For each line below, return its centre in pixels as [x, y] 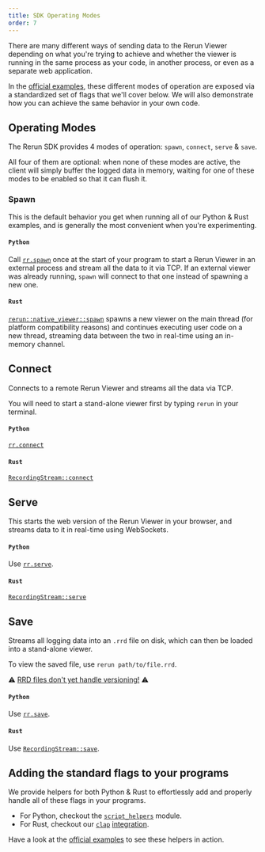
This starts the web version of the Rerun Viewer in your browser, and [120, 521]
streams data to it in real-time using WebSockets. [88, 530]
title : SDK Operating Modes [55, 15]
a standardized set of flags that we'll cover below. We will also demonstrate [131, 94]
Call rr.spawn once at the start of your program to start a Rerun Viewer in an [132, 259]
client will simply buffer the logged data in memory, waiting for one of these [131, 170]
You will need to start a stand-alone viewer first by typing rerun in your [123, 403]
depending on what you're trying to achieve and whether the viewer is [123, 54]
